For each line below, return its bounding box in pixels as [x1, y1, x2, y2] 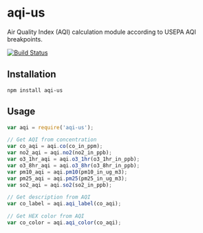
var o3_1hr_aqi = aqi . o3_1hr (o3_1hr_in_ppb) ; [7, 156, 140, 163]
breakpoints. [7, 35, 43, 43]
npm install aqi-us [7, 86, 63, 94]
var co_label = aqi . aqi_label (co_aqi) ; [7, 201, 122, 207]
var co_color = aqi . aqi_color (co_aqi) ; [7, 219, 122, 226]
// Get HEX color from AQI [7, 213, 85, 220]
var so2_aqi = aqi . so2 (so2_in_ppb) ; [7, 181, 112, 188]
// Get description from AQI [7, 194, 91, 201]
